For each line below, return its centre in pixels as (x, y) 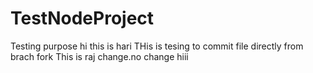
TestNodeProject (82, 18)
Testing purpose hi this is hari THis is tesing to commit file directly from (157, 46)
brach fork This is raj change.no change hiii (99, 56)
